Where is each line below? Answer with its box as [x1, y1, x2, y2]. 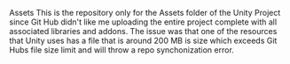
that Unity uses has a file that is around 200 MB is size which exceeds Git [9, 35, 278, 46]
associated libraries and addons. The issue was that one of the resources [9, 26, 278, 36]
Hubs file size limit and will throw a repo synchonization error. [9, 45, 235, 55]
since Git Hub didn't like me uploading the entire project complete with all [9, 17, 278, 27]
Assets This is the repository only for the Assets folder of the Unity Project [9, 8, 281, 18]
